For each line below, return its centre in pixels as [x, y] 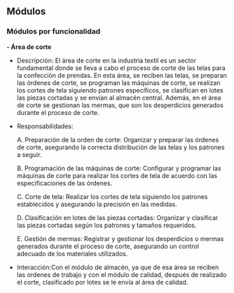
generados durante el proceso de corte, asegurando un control [108, 246]
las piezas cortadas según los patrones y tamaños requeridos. [106, 225]
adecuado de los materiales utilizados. [72, 253]
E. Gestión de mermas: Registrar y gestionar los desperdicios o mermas [120, 238]
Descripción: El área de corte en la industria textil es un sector [106, 60]
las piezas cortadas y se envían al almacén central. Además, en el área [119, 97]
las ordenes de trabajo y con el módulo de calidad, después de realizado [122, 274]
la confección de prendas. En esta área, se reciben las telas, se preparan [122, 75]
